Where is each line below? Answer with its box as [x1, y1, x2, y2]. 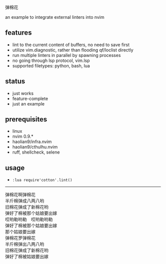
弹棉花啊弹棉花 [5, 192, 36, 198]
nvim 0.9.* [12, 133, 34, 140]
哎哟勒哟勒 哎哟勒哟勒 [5, 216, 53, 222]
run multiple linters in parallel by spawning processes [12, 52, 121, 58]
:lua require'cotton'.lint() [12, 178, 73, 183]
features [5, 29, 32, 37]
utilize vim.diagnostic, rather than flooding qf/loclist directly [12, 47, 133, 53]
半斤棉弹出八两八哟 [5, 241, 44, 247]
